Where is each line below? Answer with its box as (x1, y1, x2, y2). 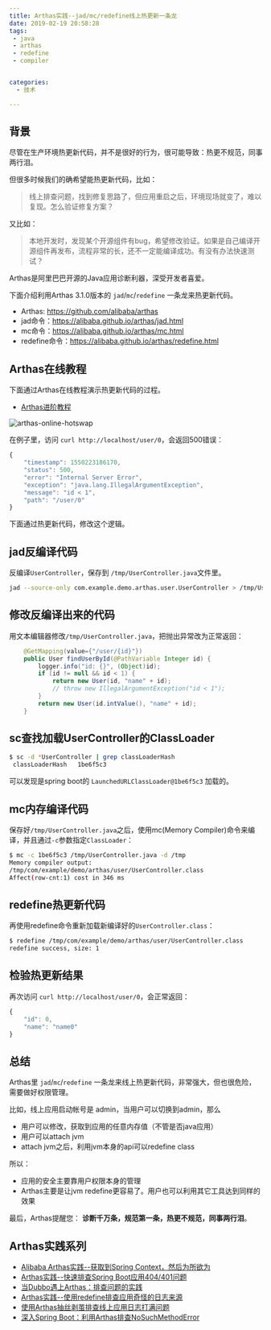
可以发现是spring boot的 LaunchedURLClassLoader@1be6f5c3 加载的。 (9, 777, 234, 786)
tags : (9, 27, 27, 35)
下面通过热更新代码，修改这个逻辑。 (9, 519, 129, 528)
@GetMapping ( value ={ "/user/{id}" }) (23, 647, 143, 655)
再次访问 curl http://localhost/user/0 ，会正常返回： (9, 992, 190, 1001)
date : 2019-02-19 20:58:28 (9, 19, 100, 27)
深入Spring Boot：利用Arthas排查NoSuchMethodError (20, 1312, 200, 1322)
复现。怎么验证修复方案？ (28, 202, 114, 212)
